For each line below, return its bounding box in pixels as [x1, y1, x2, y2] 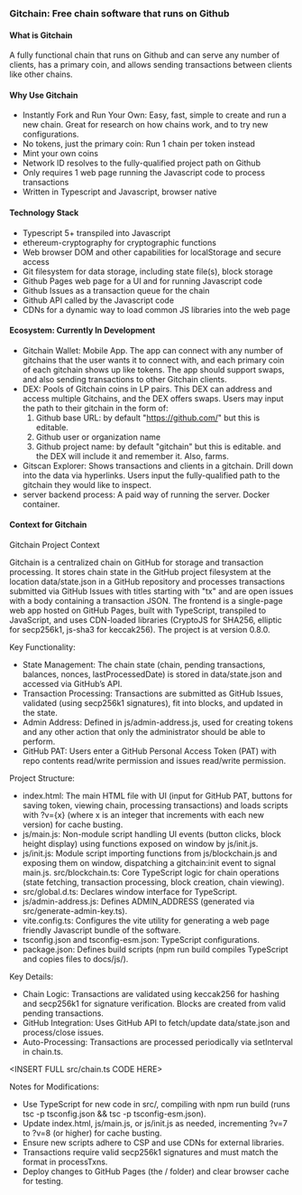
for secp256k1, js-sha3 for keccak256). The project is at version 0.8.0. [9, 624, 270, 635]
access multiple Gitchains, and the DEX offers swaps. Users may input [22, 392, 284, 404]
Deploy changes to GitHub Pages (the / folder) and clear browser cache [22, 1165, 290, 1177]
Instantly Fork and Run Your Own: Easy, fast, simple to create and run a [22, 109, 287, 120]
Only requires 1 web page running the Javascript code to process [22, 167, 266, 178]
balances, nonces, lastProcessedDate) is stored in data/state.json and [22, 668, 282, 680]
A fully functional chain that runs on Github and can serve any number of [9, 50, 280, 61]
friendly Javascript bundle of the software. [22, 925, 182, 936]
